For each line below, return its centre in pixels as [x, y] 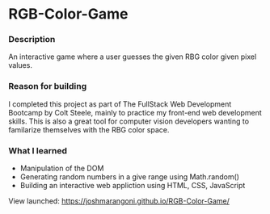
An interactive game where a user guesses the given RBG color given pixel [133, 57]
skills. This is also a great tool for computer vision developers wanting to [129, 121]
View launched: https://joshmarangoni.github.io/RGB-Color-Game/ [119, 201]
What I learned [38, 150]
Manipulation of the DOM [62, 168]
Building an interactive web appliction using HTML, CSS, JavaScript [133, 186]
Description [32, 40]
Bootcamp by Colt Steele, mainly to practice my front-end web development [135, 112]
